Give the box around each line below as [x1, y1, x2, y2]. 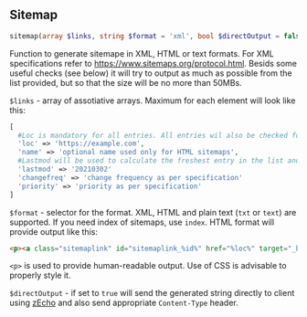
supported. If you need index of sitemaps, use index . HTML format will [9, 217, 275, 227]
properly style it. [9, 269, 71, 281]
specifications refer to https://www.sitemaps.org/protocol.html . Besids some [9, 58, 297, 69]
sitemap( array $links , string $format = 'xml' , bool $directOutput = [9, 31, 281, 40]
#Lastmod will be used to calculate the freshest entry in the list [17, 156, 284, 165]
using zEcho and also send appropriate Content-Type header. [9, 297, 239, 309]
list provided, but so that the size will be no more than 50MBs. [9, 77, 242, 88]
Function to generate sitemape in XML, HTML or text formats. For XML [9, 48, 274, 58]
